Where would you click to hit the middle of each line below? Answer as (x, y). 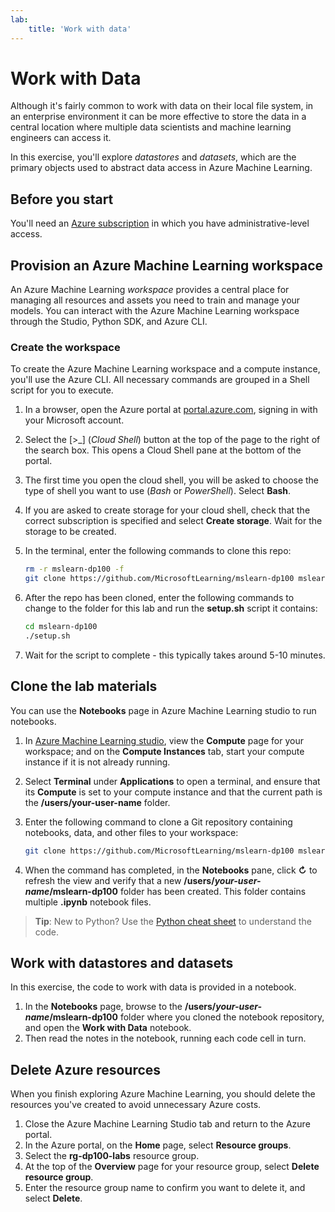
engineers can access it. (61, 138)
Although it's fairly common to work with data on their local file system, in (162, 106)
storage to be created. (70, 532)
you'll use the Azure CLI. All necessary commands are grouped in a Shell (160, 380)
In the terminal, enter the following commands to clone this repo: (158, 551)
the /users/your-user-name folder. (97, 802)
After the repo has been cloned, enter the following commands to (159, 598)
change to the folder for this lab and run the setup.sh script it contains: (171, 608)
